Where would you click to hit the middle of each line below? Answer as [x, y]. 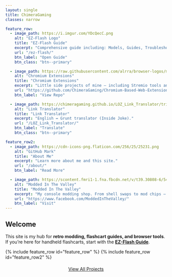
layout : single [21, 10]
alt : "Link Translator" [40, 109]
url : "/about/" [31, 166]
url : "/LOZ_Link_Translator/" [47, 123]
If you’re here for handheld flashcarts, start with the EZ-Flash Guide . [78, 242]
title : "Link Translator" [42, 114]
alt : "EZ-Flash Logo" [37, 38]
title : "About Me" [34, 156]
